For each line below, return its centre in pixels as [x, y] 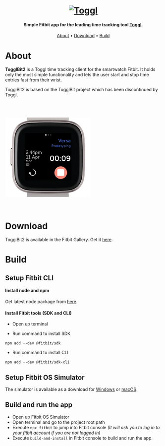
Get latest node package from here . [41, 302]
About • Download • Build [83, 36]
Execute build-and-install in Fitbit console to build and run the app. [82, 438]
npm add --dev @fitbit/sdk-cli [37, 362]
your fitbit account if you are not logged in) [56, 433]
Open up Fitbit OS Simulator [41, 417]
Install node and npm [27, 291]
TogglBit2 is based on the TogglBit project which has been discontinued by [82, 90]
